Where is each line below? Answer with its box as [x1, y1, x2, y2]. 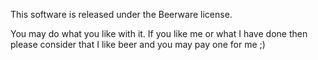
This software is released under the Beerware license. [10, 9, 233, 20]
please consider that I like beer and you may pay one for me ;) [10, 39, 266, 50]
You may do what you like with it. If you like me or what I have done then [10, 28, 308, 39]
